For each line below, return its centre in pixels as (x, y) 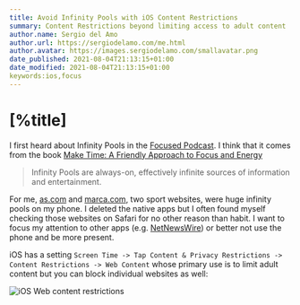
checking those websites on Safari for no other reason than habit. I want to (147, 218)
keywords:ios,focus (46, 76)
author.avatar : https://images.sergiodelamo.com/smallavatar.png (133, 51)
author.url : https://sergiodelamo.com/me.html (98, 43)
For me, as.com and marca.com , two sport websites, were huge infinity (140, 199)
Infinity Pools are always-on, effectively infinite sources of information (161, 172)
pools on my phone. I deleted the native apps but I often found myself (137, 208)
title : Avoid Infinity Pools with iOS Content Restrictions (124, 17)
